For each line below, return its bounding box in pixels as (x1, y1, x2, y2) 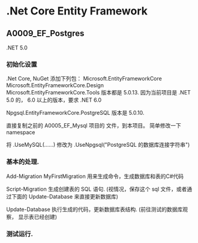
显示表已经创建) (17, 213, 58, 220)
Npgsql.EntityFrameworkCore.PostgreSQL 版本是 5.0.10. (6, 109, 145, 117)
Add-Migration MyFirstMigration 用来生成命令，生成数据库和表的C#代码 (6, 173, 184, 180)
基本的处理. (6, 158, 40, 166)
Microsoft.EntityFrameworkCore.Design (6, 82, 104, 89)
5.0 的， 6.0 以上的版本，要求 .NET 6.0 (6, 96, 102, 103)
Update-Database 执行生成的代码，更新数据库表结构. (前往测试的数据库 (6, 206, 183, 213)
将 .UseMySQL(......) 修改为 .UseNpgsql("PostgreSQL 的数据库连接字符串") (6, 141, 190, 149)
